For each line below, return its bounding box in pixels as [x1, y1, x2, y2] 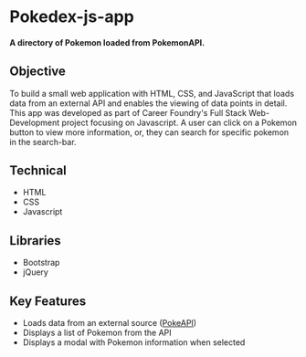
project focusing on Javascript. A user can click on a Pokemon [61, 117, 297, 128]
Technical [9, 163, 67, 178]
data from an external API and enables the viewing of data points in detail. [9, 98, 288, 109]
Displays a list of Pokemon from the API [22, 327, 172, 339]
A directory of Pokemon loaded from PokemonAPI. [9, 37, 206, 47]
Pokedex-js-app [9, 6, 134, 27]
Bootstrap [22, 257, 60, 268]
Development [9, 117, 60, 128]
